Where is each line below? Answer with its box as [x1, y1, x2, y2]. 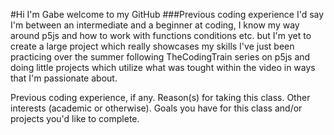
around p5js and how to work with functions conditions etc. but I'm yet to [10, 30, 312, 41]
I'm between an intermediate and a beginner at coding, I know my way [10, 19, 300, 31]
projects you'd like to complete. [10, 113, 140, 124]
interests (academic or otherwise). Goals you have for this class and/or [10, 102, 303, 114]
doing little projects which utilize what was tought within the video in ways [10, 62, 316, 73]
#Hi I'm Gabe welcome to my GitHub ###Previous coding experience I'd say [10, 9, 325, 20]
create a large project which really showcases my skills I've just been [10, 40, 295, 52]
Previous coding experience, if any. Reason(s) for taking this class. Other [10, 92, 311, 103]
